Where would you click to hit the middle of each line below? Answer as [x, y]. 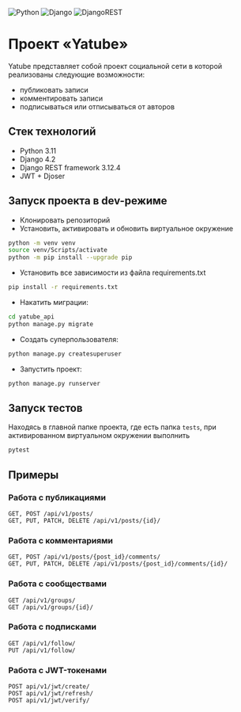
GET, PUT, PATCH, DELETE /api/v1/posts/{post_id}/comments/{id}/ [118, 564]
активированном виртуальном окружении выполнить [99, 436]
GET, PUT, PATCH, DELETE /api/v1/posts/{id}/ [84, 520]
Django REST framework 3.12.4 [70, 167]
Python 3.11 [38, 150]
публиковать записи [54, 89]
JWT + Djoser [42, 176]
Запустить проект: [51, 369]
